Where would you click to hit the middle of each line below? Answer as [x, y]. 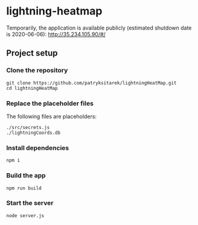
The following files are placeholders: [52, 116]
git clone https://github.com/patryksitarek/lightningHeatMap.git [91, 83]
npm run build [24, 188]
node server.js [25, 215]
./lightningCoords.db [34, 133]
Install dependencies [38, 148]
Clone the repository [37, 71]
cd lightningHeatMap [32, 88]
